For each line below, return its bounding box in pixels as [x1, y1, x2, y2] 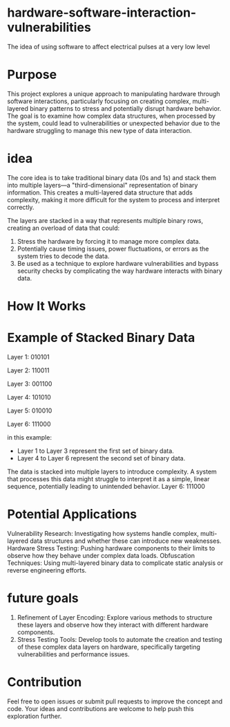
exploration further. [7, 712, 62, 720]
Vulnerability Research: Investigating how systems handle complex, [7, 529, 199, 537]
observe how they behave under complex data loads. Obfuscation [7, 551, 195, 559]
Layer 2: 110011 [7, 366, 50, 375]
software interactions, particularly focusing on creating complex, [7, 97, 191, 105]
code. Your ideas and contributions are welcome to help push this [7, 704, 195, 712]
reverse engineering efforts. [7, 566, 87, 574]
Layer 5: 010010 [7, 406, 52, 415]
